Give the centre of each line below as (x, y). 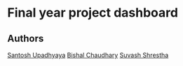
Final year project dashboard (93, 13)
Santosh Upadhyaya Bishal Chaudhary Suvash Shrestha (88, 55)
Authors (26, 39)
